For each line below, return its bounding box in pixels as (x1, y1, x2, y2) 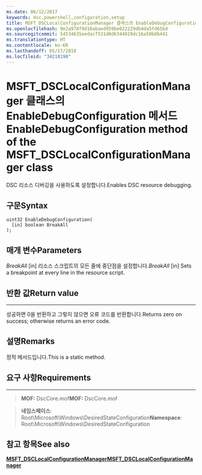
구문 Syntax (6, 200, 48, 210)
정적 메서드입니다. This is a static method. (6, 353, 106, 361)
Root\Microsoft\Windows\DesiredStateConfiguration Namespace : (20, 414, 182, 421)
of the (6, 135, 37, 149)
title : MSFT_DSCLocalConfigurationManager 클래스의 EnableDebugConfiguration (6, 20, 201, 26)
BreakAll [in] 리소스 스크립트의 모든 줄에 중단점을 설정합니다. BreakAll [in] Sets (6, 262, 192, 269)
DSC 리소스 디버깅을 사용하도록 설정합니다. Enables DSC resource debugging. (6, 181, 192, 188)
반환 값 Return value (6, 288, 79, 298)
